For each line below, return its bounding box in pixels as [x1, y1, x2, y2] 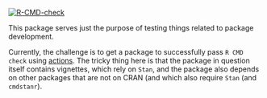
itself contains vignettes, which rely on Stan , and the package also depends [8, 64, 260, 74]
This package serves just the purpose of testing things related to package [8, 23, 254, 32]
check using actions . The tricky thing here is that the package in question [8, 56, 250, 65]
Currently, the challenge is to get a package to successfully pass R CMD [8, 47, 244, 56]
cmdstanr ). [8, 81, 43, 91]
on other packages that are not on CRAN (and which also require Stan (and [8, 73, 257, 82]
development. [8, 32, 54, 41]
